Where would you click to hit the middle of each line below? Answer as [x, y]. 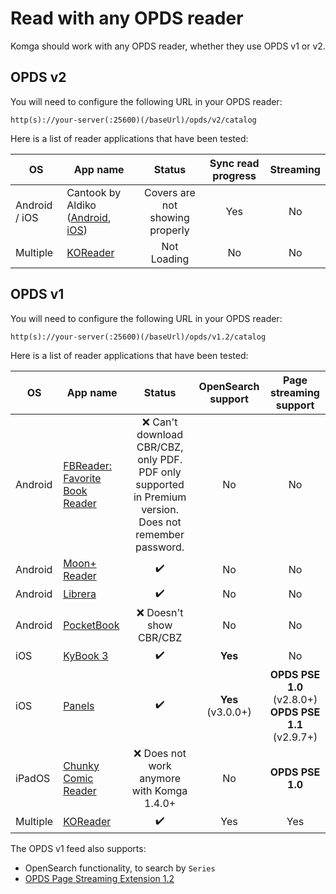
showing [169, 217]
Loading [170, 259]
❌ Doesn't [160, 612]
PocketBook [91, 625]
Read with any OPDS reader [127, 18]
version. [160, 509]
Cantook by [94, 192]
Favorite [82, 478]
